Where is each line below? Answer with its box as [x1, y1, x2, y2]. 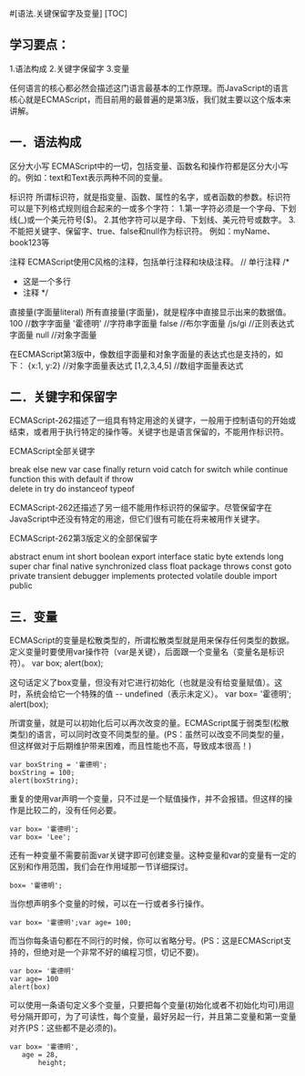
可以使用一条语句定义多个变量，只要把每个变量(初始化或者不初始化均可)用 [9, 999, 287, 1010]
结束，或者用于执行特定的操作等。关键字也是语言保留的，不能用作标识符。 [9, 427, 289, 438]
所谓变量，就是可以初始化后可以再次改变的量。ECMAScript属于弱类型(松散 [9, 718, 290, 729]
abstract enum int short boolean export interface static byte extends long [9, 551, 284, 563]
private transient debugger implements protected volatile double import [9, 571, 278, 582]
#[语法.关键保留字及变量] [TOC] [9, 8, 127, 18]
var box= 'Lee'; [9, 833, 71, 842]
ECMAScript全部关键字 [9, 446, 96, 457]
